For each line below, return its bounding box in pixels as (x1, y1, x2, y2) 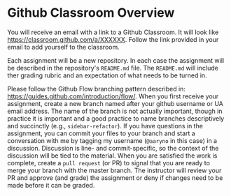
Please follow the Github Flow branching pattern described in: (7, 84, 185, 93)
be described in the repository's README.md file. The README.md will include (7, 63, 218, 72)
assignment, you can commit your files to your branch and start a (7, 129, 196, 137)
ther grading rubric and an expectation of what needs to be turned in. (7, 71, 208, 80)
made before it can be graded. (7, 181, 95, 189)
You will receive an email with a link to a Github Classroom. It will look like (7, 28, 219, 36)
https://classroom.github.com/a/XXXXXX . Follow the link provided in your (7, 35, 219, 43)
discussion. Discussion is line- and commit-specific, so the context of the (7, 144, 219, 152)
